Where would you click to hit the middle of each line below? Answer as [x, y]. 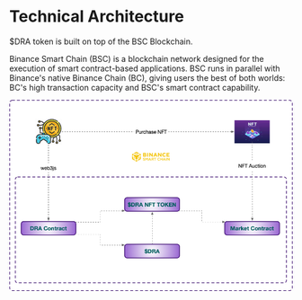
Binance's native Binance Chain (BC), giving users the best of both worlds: [147, 77]
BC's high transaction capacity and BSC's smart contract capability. [135, 87]
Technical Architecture [97, 17]
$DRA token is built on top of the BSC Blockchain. [101, 41]
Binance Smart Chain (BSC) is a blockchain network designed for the [137, 58]
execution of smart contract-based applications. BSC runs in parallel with [145, 68]
